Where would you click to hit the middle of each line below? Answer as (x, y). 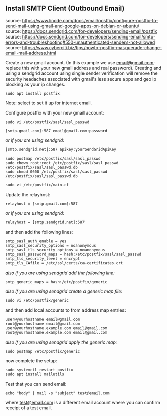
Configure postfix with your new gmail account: (55, 112)
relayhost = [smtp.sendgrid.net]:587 (45, 222)
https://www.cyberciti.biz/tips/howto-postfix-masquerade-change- (92, 47)
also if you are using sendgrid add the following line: (60, 273)
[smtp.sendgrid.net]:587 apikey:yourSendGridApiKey (61, 149)
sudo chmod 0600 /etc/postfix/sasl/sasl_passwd (56, 172)
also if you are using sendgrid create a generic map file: (64, 291)
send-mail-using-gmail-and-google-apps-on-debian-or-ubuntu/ (72, 26)
